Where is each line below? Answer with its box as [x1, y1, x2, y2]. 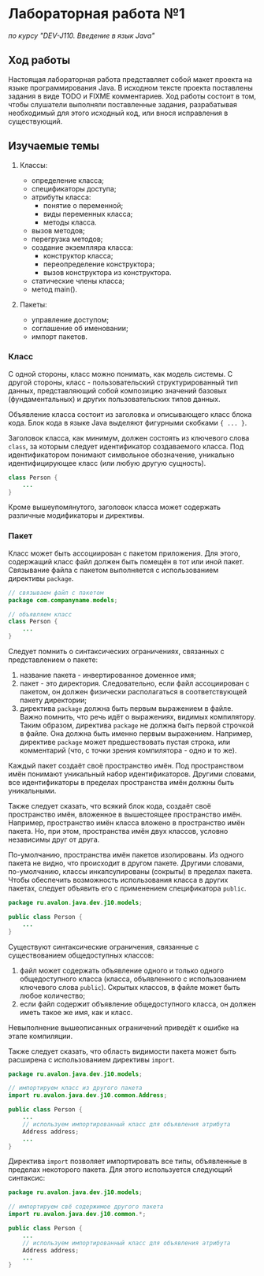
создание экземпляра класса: [31, 242, 134, 252]
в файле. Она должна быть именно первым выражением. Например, [19, 729, 254, 738]
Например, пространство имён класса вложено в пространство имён [8, 818, 246, 828]
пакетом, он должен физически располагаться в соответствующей [19, 687, 247, 697]
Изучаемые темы [8, 140, 100, 153]
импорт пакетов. [31, 332, 88, 341]
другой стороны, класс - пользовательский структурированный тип [8, 378, 239, 387]
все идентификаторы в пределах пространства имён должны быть [8, 778, 235, 787]
